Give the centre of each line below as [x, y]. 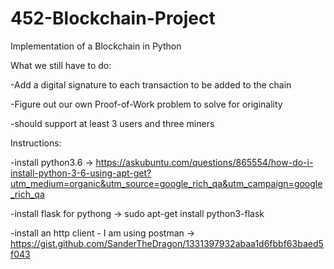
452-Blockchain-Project [113, 18]
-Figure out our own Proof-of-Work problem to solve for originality [146, 104]
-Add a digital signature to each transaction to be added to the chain [151, 84]
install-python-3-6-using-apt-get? [81, 173]
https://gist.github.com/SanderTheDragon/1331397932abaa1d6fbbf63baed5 [167, 243]
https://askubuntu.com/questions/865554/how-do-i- [204, 162]
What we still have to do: [61, 65]
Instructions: [36, 143]
